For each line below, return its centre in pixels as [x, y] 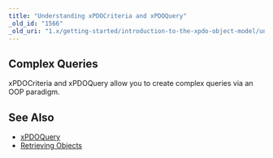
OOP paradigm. [34, 92]
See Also [31, 117]
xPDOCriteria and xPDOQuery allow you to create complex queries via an [131, 83]
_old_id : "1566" [36, 23]
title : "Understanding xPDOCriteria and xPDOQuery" [97, 16]
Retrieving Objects [51, 145]
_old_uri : [25, 31]
